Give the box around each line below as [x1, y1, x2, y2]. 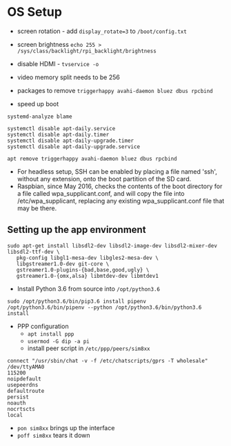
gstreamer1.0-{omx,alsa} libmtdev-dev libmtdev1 [16, 272, 159, 279]
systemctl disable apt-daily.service [7, 125, 116, 132]
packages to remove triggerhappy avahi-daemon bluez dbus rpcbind [17, 86, 214, 94]
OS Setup [7, 4, 62, 20]
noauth [7, 399, 26, 407]
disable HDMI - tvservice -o [17, 59, 99, 68]
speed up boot [17, 99, 59, 108]
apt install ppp [27, 330, 74, 338]
